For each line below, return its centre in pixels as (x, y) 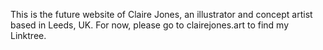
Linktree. (28, 35)
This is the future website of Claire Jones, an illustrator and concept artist (161, 14)
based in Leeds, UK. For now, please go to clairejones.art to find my (150, 25)
